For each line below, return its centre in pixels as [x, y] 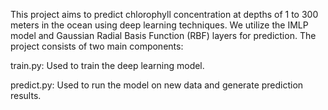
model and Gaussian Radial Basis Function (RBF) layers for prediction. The [163, 35]
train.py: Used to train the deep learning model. [107, 65]
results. [26, 95]
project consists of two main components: [97, 46]
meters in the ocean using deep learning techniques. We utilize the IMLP [159, 25]
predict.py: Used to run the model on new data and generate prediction [157, 85]
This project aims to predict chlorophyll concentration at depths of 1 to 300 [164, 14]
